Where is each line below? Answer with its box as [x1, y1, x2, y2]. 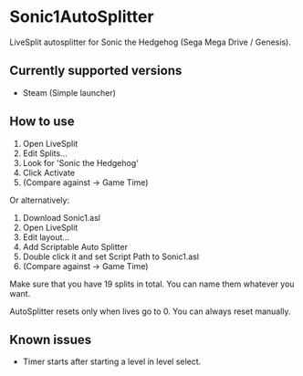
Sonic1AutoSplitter [9, 6, 154, 27]
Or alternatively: [9, 194, 70, 205]
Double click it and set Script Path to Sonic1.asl [22, 251, 199, 262]
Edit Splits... [22, 148, 68, 159]
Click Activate [22, 167, 76, 178]
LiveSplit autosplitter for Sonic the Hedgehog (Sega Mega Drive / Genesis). [9, 37, 292, 47]
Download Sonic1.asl [22, 212, 100, 223]
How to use [9, 114, 75, 130]
